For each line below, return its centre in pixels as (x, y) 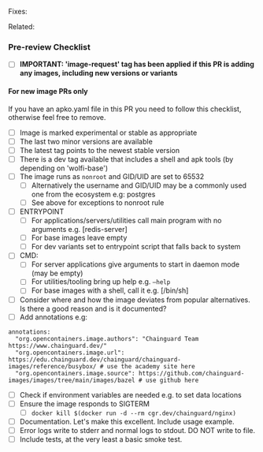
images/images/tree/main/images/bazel (72, 380)
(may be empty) (57, 273)
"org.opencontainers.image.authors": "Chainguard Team (107, 338)
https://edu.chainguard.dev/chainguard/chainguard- (94, 359)
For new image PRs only (48, 91)
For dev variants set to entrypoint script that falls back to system (136, 247)
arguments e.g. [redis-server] (79, 230)
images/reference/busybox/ (52, 366)
